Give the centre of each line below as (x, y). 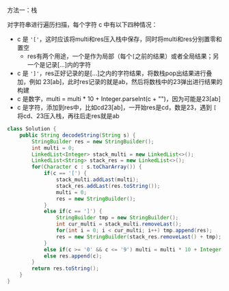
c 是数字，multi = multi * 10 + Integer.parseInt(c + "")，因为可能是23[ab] (119, 99)
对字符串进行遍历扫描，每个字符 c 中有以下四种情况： (82, 25)
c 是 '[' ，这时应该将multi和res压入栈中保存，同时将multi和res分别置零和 (119, 39)
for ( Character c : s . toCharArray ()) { (87, 167)
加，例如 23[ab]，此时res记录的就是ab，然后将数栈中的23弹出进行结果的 (120, 82)
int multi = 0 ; (53, 148)
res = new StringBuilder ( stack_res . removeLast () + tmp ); (139, 237)
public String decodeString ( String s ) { (78, 135)
